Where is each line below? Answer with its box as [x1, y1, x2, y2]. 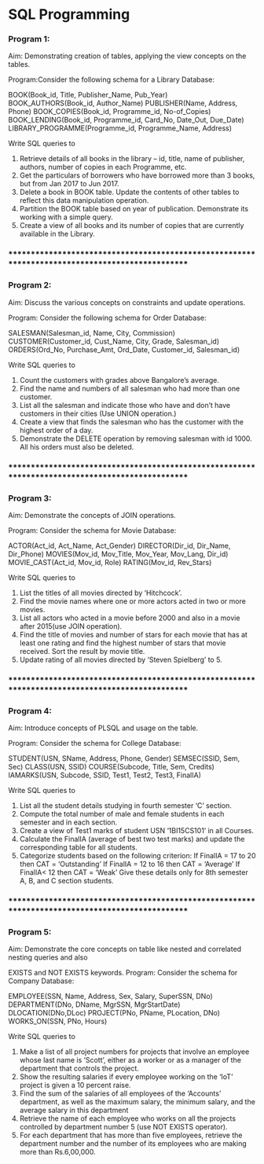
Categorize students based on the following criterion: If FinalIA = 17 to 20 [19, 851, 256, 861]
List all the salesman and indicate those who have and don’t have [19, 400, 230, 409]
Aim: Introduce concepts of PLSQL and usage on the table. [8, 723, 199, 733]
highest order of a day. [19, 425, 93, 435]
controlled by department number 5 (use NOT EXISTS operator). [19, 1122, 228, 1132]
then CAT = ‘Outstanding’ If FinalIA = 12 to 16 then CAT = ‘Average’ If [19, 859, 240, 869]
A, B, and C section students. [19, 876, 114, 886]
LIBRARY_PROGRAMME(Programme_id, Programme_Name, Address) [8, 123, 233, 133]
